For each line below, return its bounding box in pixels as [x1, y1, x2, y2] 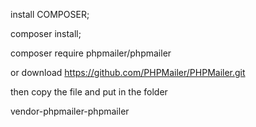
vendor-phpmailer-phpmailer [10, 105, 130, 117]
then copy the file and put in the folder [10, 86, 168, 98]
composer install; [10, 28, 82, 39]
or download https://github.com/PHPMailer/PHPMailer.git [10, 67, 246, 78]
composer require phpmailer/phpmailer [10, 47, 172, 59]
